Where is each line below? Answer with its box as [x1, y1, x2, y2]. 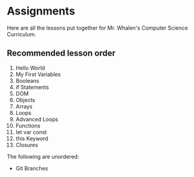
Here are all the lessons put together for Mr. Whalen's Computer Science [7, 24, 188, 31]
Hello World [15, 64, 45, 71]
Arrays [15, 103, 33, 110]
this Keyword [15, 135, 49, 142]
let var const [15, 128, 47, 135]
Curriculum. [7, 30, 37, 37]
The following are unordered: [7, 153, 79, 160]
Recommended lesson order [7, 48, 116, 59]
